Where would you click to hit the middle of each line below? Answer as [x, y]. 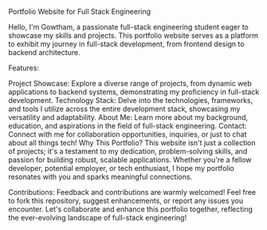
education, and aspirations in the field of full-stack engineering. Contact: [128, 126]
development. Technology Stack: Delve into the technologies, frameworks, [131, 100]
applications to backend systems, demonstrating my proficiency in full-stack [134, 92]
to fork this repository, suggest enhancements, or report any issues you [126, 200]
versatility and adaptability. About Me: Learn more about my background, [128, 117]
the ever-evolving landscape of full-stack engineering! [98, 218]
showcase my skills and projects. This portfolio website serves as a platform [133, 36]
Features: [24, 68]
